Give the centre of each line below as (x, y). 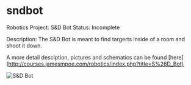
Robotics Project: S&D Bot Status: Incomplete (63, 27)
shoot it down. (24, 46)
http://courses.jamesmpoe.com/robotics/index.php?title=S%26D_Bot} (96, 64)
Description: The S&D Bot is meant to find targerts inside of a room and (95, 39)
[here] (176, 57)
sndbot (25, 11)
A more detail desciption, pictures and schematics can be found (87, 57)
